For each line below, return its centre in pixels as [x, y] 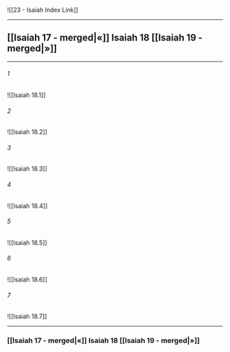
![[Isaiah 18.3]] [27, 169]
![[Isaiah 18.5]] [27, 242]
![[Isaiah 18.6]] [27, 279]
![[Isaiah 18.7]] [27, 316]
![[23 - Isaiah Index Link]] [43, 10]
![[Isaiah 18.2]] [27, 132]
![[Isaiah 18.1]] [26, 95]
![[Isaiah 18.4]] [27, 205]
